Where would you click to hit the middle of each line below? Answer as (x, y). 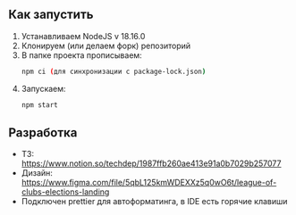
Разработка (43, 132)
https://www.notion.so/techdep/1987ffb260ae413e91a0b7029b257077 (151, 163)
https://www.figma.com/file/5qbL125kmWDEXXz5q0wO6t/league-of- (149, 183)
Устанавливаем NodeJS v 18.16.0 (83, 36)
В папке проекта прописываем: (81, 55)
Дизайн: (37, 173)
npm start (40, 105)
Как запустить (51, 15)
